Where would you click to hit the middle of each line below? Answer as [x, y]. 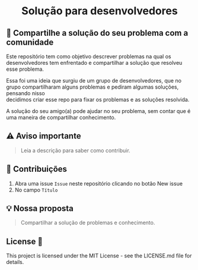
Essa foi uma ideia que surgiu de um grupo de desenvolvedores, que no [94, 81]
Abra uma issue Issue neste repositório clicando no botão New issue [98, 183]
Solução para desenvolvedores [100, 11]
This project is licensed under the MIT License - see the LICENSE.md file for [99, 256]
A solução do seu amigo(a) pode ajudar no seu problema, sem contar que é [98, 111]
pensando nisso [26, 93]
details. [15, 262]
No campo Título [36, 190]
